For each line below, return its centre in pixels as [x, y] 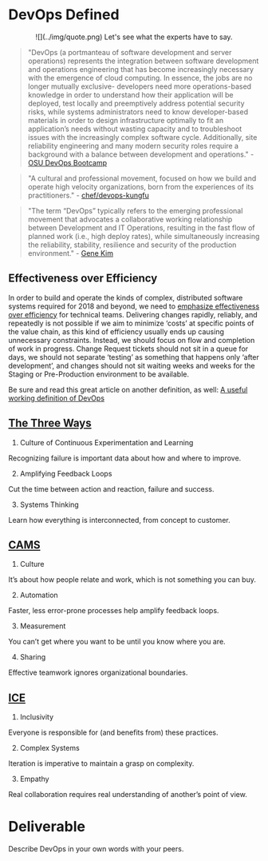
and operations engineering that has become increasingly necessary [140, 69]
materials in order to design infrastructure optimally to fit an [126, 120]
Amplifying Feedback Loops [66, 473]
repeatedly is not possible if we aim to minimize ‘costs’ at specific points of [131, 323]
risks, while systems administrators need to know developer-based [138, 112]
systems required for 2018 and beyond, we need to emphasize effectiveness [134, 306]
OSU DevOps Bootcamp [67, 162]
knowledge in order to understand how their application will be [130, 94]
